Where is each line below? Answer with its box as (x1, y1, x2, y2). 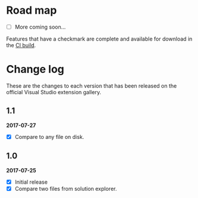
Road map (6, 4, 57, 17)
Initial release (14, 178, 48, 185)
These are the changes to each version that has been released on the (6, 82, 177, 89)
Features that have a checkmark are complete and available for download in (6, 35, 193, 42)
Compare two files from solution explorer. (14, 185, 117, 192)
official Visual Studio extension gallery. (6, 88, 101, 95)
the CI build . (6, 42, 36, 48)
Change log (6, 63, 64, 76)
